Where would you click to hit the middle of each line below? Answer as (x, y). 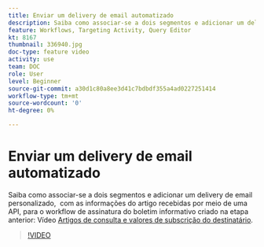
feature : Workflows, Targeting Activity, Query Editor (100, 30)
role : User (26, 74)
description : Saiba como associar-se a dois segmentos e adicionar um (126, 23)
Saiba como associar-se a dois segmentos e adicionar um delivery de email (130, 194)
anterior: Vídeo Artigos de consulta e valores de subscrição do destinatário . (131, 219)
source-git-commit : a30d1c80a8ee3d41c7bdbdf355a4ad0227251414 (112, 88)
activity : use (31, 60)
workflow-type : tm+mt (44, 96)
